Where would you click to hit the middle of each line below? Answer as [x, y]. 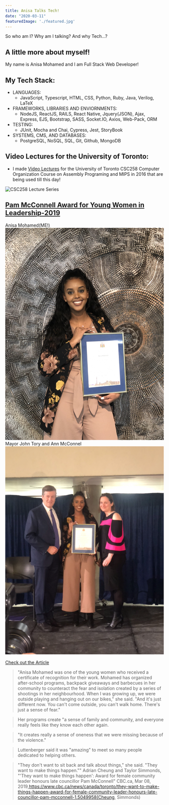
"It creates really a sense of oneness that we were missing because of [90, 734]
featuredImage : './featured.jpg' [40, 21]
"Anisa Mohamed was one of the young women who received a [83, 672]
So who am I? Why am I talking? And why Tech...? [56, 36]
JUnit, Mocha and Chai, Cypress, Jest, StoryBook [71, 130]
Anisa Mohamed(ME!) [28, 225]
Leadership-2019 [33, 213]
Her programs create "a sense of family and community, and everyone [91, 719]
